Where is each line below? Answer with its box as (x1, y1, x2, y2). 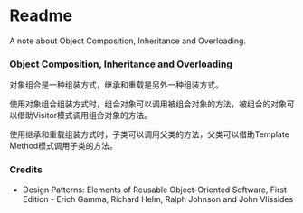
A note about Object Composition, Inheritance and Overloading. (9, 35, 247, 46)
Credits (9, 163, 43, 176)
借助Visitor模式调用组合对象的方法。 (16, 110, 152, 121)
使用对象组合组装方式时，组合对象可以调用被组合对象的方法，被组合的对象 (9, 98, 287, 109)
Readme (9, 5, 73, 26)
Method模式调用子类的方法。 (9, 141, 118, 152)
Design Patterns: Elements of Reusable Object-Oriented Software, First (22, 184, 288, 195)
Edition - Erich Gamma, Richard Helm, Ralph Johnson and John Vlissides (22, 193, 294, 204)
